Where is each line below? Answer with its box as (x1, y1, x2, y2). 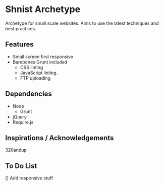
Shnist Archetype (5, 4, 81, 15)
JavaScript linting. (20, 70, 58, 76)
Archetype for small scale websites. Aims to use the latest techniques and (5, 20, 159, 26)
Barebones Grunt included (12, 59, 68, 65)
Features (5, 40, 34, 49)
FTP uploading (20, 75, 51, 81)
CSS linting (20, 64, 43, 70)
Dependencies (5, 90, 52, 98)
